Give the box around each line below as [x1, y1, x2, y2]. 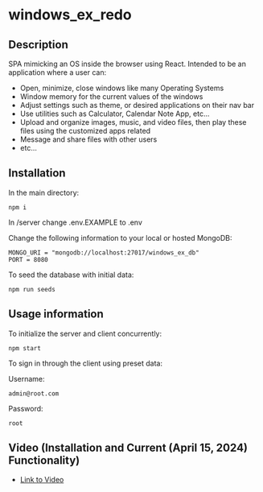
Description [8, 38, 68, 52]
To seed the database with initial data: [8, 270, 134, 279]
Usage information [8, 308, 105, 321]
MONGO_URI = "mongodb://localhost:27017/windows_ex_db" [8, 248, 199, 257]
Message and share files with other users [19, 134, 158, 144]
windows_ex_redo [8, 6, 132, 24]
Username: [8, 374, 46, 383]
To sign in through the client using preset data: [8, 358, 163, 368]
